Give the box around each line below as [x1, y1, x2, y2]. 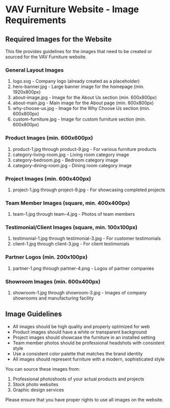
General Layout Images [5, 66, 64, 74]
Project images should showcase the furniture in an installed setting [12, 334, 156, 341]
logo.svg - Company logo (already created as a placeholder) [12, 78, 140, 84]
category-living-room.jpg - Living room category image [12, 151, 129, 157]
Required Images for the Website [5, 35, 112, 43]
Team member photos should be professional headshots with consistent [12, 339, 165, 346]
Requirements [5, 14, 66, 26]
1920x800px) [12, 89, 41, 95]
